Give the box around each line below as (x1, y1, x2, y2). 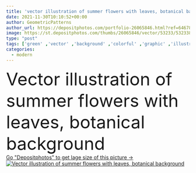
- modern (11, 52, 33, 58)
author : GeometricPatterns (6, 19, 72, 25)
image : (6, 30, 22, 36)
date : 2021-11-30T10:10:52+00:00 (6, 14, 87, 20)
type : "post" (6, 36, 38, 41)
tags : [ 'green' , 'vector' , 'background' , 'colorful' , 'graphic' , (6, 41, 171, 47)
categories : (6, 47, 35, 52)
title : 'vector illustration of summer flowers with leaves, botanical (6, 8, 184, 15)
